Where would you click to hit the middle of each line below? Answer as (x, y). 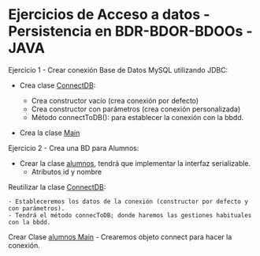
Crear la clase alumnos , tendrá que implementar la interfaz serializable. (135, 163)
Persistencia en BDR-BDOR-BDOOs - (131, 31)
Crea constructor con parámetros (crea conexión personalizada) (136, 109)
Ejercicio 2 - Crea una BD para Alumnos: (74, 148)
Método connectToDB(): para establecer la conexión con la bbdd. (137, 117)
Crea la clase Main (50, 133)
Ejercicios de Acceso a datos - (109, 15)
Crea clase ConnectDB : (58, 85)
